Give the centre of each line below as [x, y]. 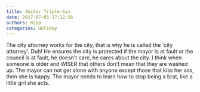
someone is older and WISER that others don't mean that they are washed [97, 64]
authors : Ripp [24, 23]
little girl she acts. [28, 83]
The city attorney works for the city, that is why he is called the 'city [90, 45]
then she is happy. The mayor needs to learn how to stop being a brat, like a [99, 77]
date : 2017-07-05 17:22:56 [40, 17]
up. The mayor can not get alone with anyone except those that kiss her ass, [100, 70]
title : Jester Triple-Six [38, 12]
